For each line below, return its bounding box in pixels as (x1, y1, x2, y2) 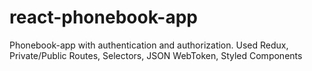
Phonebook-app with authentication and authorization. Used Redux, (9, 39, 289, 51)
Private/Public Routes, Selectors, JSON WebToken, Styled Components (9, 49, 303, 61)
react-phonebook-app (9, 6, 198, 29)
